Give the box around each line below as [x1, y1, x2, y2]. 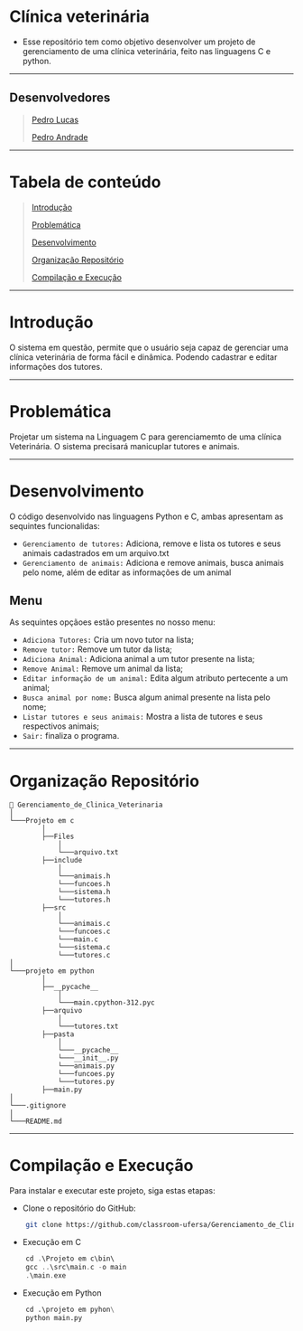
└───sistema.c [57, 943, 111, 952]
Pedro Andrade [31, 131, 88, 142]
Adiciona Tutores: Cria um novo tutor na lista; [22, 635, 194, 646]
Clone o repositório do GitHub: [22, 1203, 137, 1213]
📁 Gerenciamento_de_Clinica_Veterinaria [9, 800, 164, 810]
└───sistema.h [57, 888, 111, 897]
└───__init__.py [57, 1053, 119, 1063]
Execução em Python [22, 1287, 102, 1298]
